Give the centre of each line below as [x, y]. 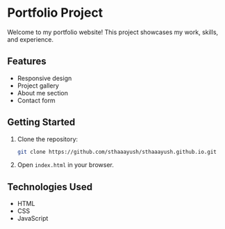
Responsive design [44, 78]
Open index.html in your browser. [66, 165]
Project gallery [38, 86]
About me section [42, 93]
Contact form [36, 100]
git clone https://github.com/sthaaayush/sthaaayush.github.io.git [117, 152]
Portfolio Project [55, 13]
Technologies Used [50, 187]
